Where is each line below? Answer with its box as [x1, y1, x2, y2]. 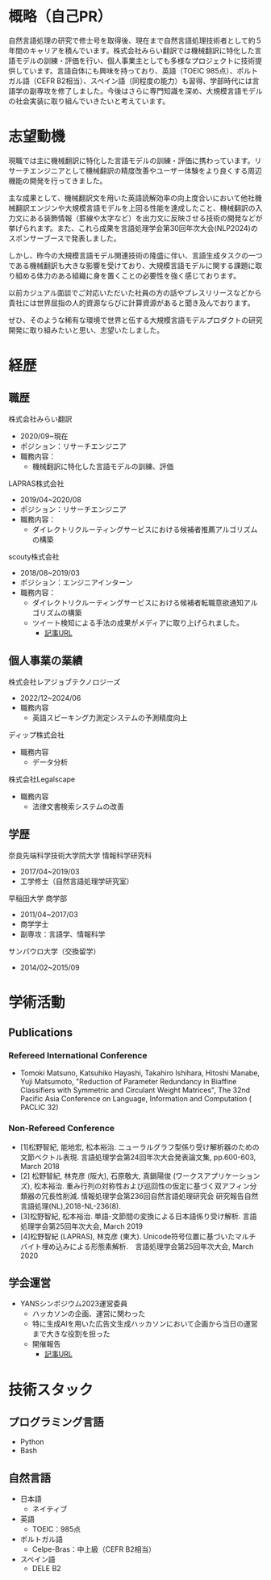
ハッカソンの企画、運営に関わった [31, 1309, 146, 1318]
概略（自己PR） [8, 7, 112, 26]
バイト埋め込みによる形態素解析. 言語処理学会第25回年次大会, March [19, 1241, 254, 1251]
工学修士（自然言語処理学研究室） [19, 876, 134, 886]
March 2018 [19, 1161, 60, 1171]
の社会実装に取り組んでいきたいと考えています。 [8, 96, 170, 106]
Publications [8, 1026, 73, 1040]
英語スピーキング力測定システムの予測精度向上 [31, 712, 188, 723]
